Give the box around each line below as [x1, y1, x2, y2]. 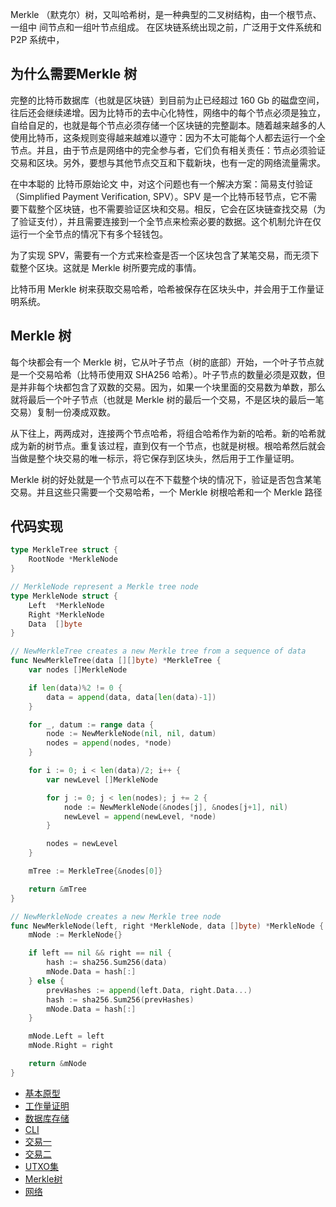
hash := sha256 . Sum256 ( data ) [46, 958, 168, 968]
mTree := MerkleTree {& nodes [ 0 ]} [28, 866, 163, 877]
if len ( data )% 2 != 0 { [28, 683, 123, 693]
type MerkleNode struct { [10, 591, 118, 601]
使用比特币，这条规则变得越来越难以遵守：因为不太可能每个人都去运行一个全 [10, 131, 326, 143]
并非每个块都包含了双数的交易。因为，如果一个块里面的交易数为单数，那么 [18, 381, 326, 393]
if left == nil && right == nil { [28, 948, 172, 958]
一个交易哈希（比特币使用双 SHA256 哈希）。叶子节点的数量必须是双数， [18, 368, 317, 380]
